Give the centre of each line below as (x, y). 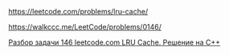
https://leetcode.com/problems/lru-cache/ (78, 12)
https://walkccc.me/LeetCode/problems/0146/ (85, 27)
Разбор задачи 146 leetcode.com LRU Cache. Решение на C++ (115, 42)
